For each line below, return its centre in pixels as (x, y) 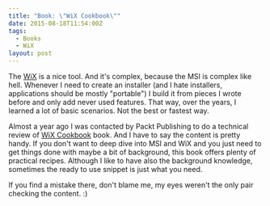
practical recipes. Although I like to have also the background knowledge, (131, 161)
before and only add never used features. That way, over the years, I (122, 102)
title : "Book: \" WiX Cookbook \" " (65, 16)
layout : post (30, 53)
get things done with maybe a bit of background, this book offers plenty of (132, 152)
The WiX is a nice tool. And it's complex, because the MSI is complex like (130, 76)
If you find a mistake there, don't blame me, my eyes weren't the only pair (131, 185)
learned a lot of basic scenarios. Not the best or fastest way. (109, 111)
